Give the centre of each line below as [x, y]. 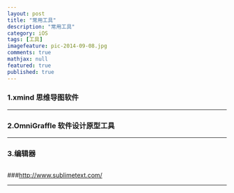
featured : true [29, 65]
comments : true [29, 53]
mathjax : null [28, 59]
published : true [31, 72]
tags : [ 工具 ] [25, 40]
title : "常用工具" [32, 20]
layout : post [26, 14]
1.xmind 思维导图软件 [43, 98]
